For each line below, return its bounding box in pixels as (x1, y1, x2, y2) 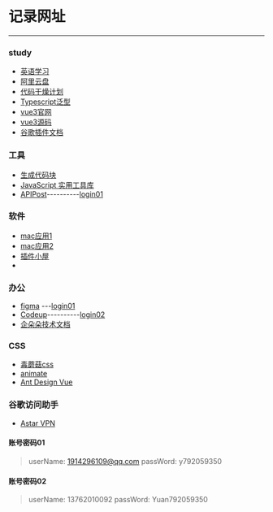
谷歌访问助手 (8, 399, 59, 410)
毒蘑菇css (19, 359, 54, 370)
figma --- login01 (19, 302, 76, 311)
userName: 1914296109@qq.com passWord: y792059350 (28, 456, 222, 466)
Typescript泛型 (19, 97, 71, 106)
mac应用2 (19, 241, 54, 250)
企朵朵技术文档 (19, 319, 71, 329)
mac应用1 (19, 231, 53, 241)
